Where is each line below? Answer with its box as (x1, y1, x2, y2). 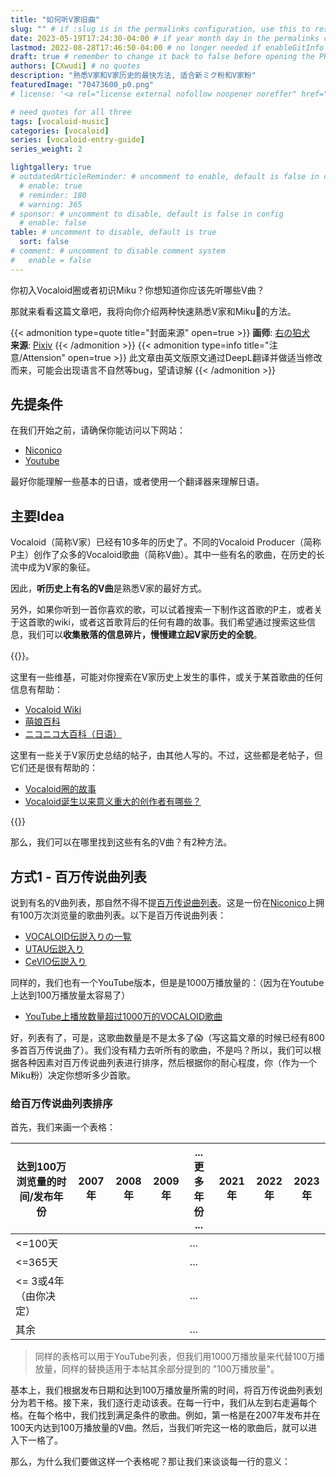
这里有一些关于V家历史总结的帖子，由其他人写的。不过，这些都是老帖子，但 (10, 749, 323, 761)
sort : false (19, 237, 70, 247)
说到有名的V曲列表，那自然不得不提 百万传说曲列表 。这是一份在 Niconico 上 (10, 897, 317, 909)
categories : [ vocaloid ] (10, 126, 110, 136)
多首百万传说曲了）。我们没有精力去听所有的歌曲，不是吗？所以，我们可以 (10, 1044, 313, 1056)
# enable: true (19, 181, 83, 191)
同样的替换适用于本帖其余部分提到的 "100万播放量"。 (61, 1363, 280, 1375)
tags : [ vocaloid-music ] (10, 116, 110, 126)
